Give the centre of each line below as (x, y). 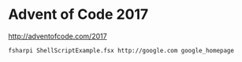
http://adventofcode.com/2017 (58, 36)
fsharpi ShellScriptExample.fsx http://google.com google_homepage (121, 50)
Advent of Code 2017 (78, 15)
